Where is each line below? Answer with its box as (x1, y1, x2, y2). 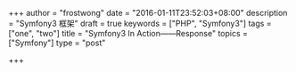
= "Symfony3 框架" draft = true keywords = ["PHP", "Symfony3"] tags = (8, 18, 273, 28)
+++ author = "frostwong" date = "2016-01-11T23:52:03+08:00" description (8, 8, 288, 18)
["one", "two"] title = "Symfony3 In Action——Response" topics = (8, 28, 249, 38)
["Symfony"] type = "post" (8, 37, 106, 48)
